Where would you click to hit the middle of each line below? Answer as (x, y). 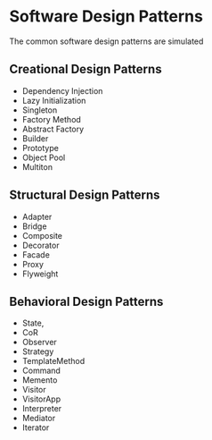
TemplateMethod (53, 361)
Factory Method (52, 119)
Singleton (40, 110)
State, (33, 323)
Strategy (38, 351)
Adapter (37, 216)
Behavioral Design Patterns (86, 301)
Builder (35, 138)
